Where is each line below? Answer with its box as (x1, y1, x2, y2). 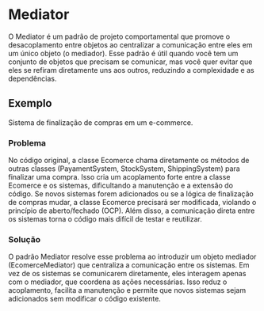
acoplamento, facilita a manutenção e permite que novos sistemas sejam (8, 286, 247, 295)
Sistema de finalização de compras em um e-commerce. (8, 117, 193, 127)
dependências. (8, 74, 57, 83)
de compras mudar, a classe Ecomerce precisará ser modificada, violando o (8, 198, 257, 207)
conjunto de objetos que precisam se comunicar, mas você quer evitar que (8, 57, 253, 66)
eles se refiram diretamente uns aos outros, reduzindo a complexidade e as (8, 65, 255, 74)
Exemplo (8, 97, 52, 110)
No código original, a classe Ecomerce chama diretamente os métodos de (8, 156, 250, 165)
